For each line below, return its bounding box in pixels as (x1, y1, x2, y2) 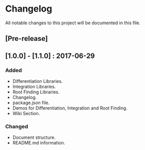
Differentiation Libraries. (12, 78, 63, 84)
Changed (5, 123, 29, 130)
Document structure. (12, 134, 56, 140)
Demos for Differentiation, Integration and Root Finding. (12, 105, 127, 111)
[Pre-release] (5, 34, 48, 43)
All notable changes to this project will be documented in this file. (5, 20, 141, 26)
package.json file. (12, 99, 50, 106)
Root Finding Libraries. (12, 89, 59, 95)
